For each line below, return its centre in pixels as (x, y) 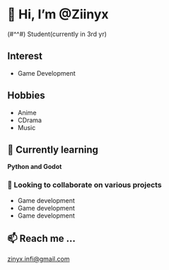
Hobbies (27, 96)
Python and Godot (35, 167)
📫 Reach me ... (42, 239)
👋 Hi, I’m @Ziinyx (58, 14)
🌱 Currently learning (53, 149)
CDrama (30, 120)
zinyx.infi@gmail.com (39, 259)
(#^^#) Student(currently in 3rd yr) (57, 34)
